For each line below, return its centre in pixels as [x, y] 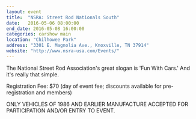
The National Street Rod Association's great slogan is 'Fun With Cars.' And [98, 68]
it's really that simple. [32, 74]
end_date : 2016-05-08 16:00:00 [45, 29]
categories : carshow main [38, 34]
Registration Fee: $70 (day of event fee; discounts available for [84, 86]
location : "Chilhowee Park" [41, 40]
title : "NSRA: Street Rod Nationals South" [63, 17]
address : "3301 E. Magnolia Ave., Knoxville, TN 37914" [78, 46]
